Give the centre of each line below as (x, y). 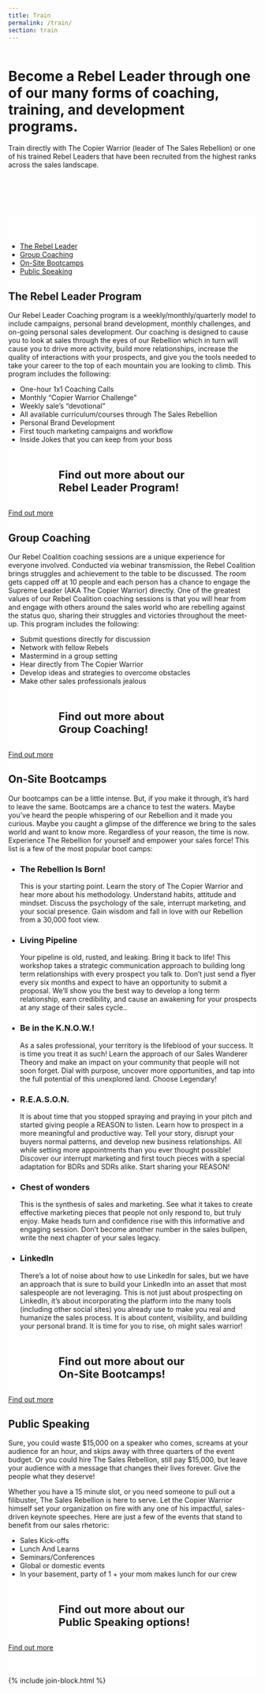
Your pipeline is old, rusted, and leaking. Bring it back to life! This (125, 957)
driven (19, 1517)
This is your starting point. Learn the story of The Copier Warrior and (131, 886)
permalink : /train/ (40, 23)
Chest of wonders (55, 1187)
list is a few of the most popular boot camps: (80, 848)
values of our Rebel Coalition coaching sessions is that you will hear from (127, 598)
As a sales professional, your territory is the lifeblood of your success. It (136, 1045)
